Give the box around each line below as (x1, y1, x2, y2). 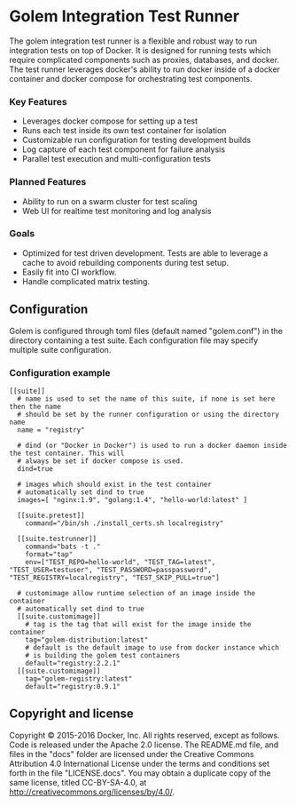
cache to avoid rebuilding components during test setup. (21, 257, 230, 267)
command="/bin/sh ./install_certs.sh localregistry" (25, 518, 224, 528)
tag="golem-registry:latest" (25, 674, 133, 683)
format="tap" (25, 549, 74, 559)
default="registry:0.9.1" (25, 682, 121, 690)
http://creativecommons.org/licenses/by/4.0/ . (9, 786, 175, 797)
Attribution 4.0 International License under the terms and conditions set (9, 758, 270, 769)
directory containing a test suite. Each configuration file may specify (9, 335, 259, 346)
